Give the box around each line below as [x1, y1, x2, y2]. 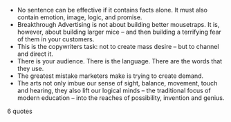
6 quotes [7, 107, 33, 115]
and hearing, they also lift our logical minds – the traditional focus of [17, 86, 211, 94]
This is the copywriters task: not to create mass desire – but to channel [17, 43, 219, 50]
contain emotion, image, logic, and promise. [17, 13, 142, 21]
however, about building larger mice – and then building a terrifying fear [17, 28, 221, 36]
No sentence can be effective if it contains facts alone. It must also [17, 6, 207, 14]
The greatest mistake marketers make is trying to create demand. [17, 72, 204, 80]
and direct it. [17, 50, 54, 58]
